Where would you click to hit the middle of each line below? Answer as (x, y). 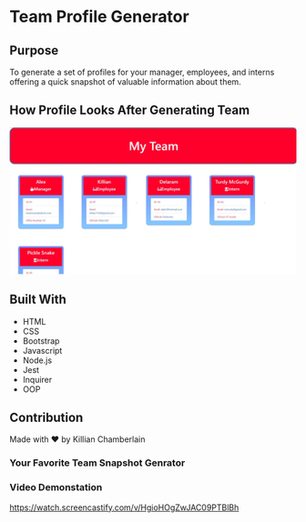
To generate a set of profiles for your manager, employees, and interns (142, 72)
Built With (38, 300)
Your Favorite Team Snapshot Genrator (97, 463)
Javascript (42, 350)
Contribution (46, 417)
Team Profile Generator (99, 17)
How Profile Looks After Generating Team (130, 110)
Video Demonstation (56, 487)
